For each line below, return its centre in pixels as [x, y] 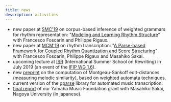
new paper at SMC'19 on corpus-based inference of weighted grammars [89, 29]
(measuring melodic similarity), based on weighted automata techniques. [89, 78]
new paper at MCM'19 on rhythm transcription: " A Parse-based [79, 45]
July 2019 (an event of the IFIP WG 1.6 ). [54, 67]
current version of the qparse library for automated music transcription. [88, 83]
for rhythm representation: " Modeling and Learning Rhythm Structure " [87, 35]
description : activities [32, 15]
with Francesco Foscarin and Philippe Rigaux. [60, 40]
